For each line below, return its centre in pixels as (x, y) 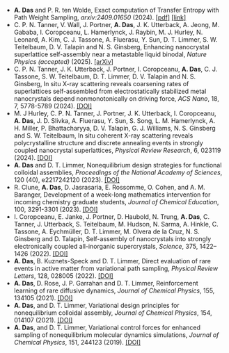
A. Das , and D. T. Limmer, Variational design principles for (96, 305)
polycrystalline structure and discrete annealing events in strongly (108, 143)
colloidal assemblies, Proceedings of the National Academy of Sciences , (118, 172)
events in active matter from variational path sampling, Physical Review (116, 268)
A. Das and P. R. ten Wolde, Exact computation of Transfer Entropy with (116, 10)
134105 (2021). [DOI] (43, 298)
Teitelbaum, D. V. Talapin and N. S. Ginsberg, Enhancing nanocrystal (112, 47)
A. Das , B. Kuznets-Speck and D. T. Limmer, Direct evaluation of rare (112, 261)
